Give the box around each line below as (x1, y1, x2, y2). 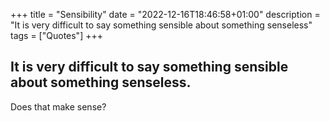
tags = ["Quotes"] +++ (10, 30, 103, 41)
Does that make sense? (10, 100, 107, 113)
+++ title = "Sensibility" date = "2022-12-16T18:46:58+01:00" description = (10, 9, 321, 20)
